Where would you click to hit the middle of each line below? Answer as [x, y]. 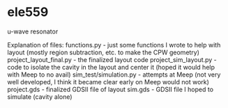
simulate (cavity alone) [40, 97]
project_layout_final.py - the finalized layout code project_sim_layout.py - [112, 59]
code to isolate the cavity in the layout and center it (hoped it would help [111, 67]
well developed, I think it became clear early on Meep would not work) [108, 82]
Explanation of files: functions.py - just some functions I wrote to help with [114, 45]
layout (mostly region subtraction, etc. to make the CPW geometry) [104, 52]
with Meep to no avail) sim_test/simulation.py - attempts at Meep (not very [114, 75]
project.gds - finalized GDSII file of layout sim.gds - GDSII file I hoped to [111, 89]
